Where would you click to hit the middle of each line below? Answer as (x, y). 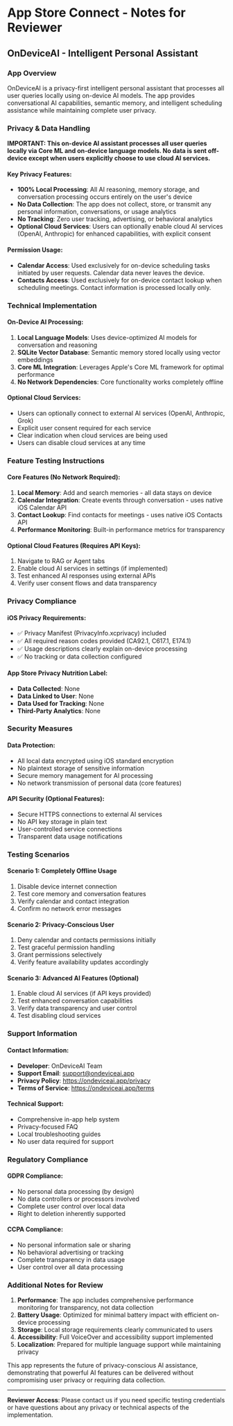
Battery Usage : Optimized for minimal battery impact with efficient (112, 1315)
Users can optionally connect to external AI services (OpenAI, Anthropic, (121, 413)
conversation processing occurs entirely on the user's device (105, 197)
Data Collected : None (49, 688)
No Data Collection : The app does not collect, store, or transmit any (114, 204)
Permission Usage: (35, 250)
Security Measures (40, 729)
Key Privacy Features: (40, 174)
